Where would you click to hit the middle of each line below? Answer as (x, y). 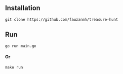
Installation (23, 8)
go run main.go (21, 46)
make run (14, 67)
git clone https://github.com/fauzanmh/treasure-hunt (62, 19)
